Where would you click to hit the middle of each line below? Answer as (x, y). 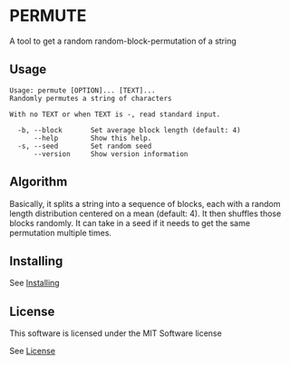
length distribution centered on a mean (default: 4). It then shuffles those (145, 213)
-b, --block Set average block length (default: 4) (130, 130)
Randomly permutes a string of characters (91, 98)
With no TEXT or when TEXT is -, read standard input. (115, 114)
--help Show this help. (92, 138)
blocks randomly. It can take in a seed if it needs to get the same (130, 222)
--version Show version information (111, 154)
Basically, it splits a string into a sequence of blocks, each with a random (145, 203)
